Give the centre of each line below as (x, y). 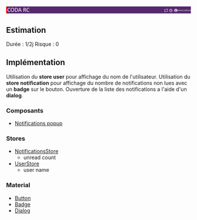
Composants (25, 110)
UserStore (27, 164)
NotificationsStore (36, 151)
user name (36, 170)
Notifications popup (38, 123)
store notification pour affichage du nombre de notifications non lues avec (97, 83)
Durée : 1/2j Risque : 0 (33, 44)
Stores (16, 138)
